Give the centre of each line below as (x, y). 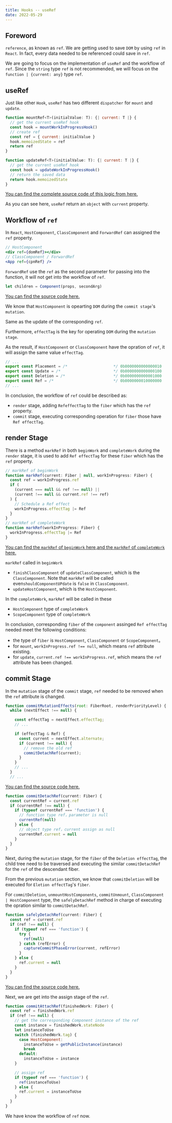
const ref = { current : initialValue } (53, 137)
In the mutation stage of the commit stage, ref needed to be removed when (84, 691)
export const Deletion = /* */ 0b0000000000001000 (83, 376)
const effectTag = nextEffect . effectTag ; (59, 720)
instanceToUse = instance (52, 1059)
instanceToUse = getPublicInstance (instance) (73, 1044)
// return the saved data (38, 175)
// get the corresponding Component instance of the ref (77, 1021)
